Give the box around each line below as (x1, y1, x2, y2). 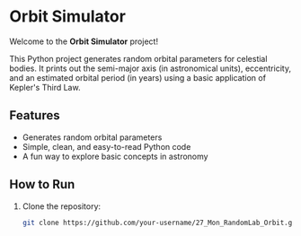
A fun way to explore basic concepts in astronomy (22, 151, 208, 162)
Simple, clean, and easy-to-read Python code (22, 141, 191, 152)
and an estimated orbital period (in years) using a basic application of (9, 72, 267, 83)
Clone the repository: (22, 200, 102, 212)
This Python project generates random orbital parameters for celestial (9, 53, 268, 64)
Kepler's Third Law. (9, 82, 81, 92)
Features (9, 108, 60, 123)
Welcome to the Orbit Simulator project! (9, 36, 159, 47)
